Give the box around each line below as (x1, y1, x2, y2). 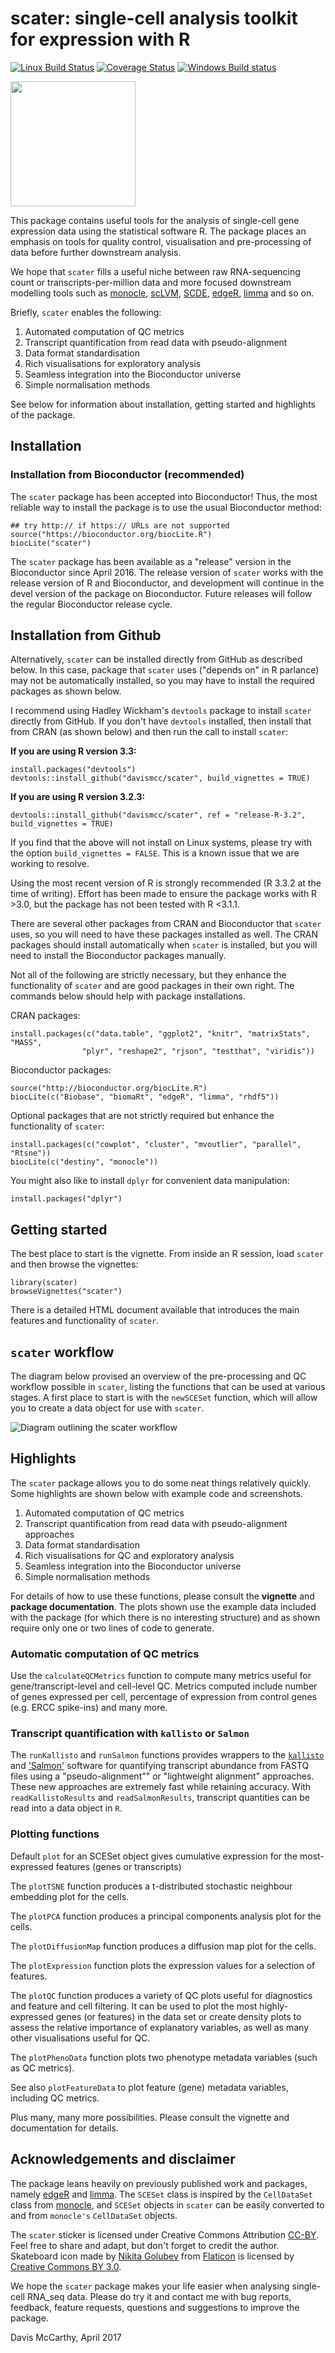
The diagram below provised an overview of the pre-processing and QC (10, 1370, 307, 1382)
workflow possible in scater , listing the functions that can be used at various (10, 1381, 326, 1393)
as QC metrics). (10, 2062, 75, 2074)
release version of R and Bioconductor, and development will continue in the (10, 577, 325, 589)
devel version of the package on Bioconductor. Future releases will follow (10, 587, 313, 599)
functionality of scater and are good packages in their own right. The (10, 980, 295, 992)
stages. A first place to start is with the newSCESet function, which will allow (10, 1392, 318, 1404)
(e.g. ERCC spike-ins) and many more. (10, 1702, 168, 1714)
